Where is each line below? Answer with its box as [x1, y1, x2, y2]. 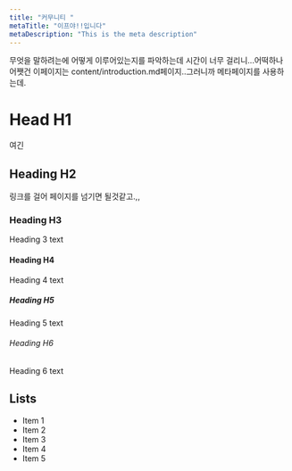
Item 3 [21, 434, 46, 444]
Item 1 [21, 415, 45, 426]
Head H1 [9, 109, 72, 129]
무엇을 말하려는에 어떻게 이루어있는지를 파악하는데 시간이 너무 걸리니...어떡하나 [9, 55, 284, 66]
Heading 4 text [9, 274, 64, 285]
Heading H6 [9, 338, 54, 349]
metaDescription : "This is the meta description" [9, 29, 198, 38]
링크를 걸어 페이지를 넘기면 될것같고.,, [9, 191, 140, 202]
